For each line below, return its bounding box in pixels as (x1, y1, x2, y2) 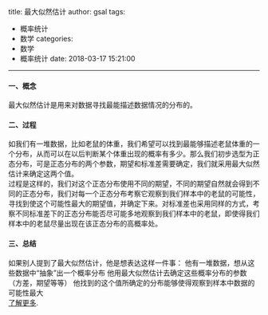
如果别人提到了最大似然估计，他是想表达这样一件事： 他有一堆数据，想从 (8, 258, 248, 267)
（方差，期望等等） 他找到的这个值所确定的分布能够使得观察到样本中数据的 (8, 278, 255, 287)
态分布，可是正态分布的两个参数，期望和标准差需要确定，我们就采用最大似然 (8, 159, 260, 169)
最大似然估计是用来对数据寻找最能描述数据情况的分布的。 (8, 100, 197, 110)
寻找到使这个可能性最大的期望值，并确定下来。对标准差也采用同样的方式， (8, 199, 253, 209)
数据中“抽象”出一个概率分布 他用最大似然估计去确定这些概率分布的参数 (14, 268, 247, 278)
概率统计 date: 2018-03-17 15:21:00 (19, 54, 136, 63)
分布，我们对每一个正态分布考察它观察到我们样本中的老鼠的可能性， (35, 189, 260, 199)
